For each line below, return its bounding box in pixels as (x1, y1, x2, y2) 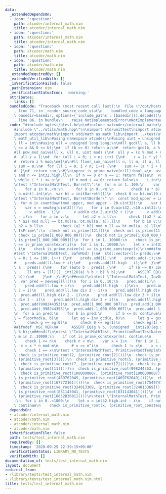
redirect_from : (5, 467, 37, 473)
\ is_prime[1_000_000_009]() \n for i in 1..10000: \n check (14, 237, 147, 243)
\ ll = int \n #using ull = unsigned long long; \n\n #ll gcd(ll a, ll (14, 141, 156, 146)
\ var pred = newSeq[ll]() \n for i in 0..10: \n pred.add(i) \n (14, 279, 156, 284)
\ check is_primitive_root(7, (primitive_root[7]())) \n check (14, 362, 149, 367)
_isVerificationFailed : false (9, 81, 72, 86)
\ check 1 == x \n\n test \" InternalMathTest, (14, 347, 114, 353)
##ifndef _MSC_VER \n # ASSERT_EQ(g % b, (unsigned (14, 325, 129, 330)
